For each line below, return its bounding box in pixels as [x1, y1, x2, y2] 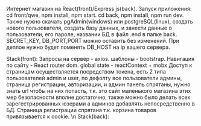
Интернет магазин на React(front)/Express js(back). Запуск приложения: [6, 5, 192, 12]
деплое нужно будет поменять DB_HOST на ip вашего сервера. [6, 43, 170, 51]
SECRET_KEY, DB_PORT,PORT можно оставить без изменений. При [6, 37, 180, 44]
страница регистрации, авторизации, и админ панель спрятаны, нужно [6, 81, 191, 88]
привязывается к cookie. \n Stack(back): [6, 113, 110, 120]
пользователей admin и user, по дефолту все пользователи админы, [6, 75, 182, 81]
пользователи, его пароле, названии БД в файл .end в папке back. [6, 31, 177, 38]
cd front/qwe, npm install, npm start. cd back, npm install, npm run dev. [6, 11, 184, 19]
